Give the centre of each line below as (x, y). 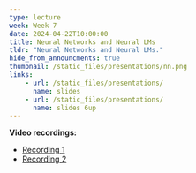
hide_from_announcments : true (65, 58)
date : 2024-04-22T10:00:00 (59, 34)
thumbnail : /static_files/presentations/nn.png (98, 67)
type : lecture (35, 17)
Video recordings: (43, 132)
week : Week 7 (33, 26)
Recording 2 (44, 159)
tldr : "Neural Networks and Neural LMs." (87, 50)
